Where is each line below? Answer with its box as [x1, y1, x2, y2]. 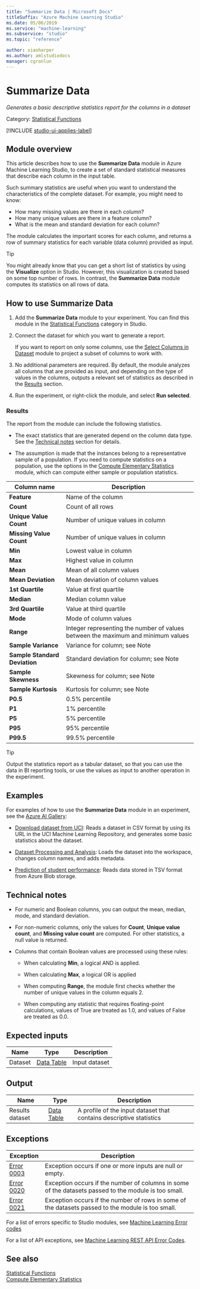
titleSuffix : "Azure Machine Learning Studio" [6, 14, 124, 20]
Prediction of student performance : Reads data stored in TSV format [14, 866, 183, 873]
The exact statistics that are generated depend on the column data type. [14, 432, 193, 439]
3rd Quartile [9, 605, 45, 613]
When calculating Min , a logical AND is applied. [23, 959, 140, 966]
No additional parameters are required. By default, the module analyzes [14, 361, 190, 368]
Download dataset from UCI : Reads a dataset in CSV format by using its [14, 824, 190, 832]
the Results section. [14, 380, 64, 388]
